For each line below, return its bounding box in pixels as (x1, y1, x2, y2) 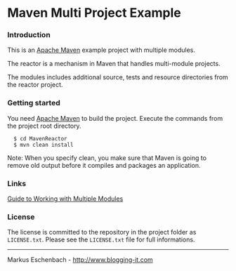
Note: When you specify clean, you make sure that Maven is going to (7, 153, 207, 162)
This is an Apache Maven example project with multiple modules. (7, 46, 195, 54)
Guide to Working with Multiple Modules (7, 194, 124, 203)
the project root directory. (7, 121, 82, 130)
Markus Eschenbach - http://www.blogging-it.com (7, 256, 153, 264)
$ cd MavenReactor (13, 135, 68, 142)
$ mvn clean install (13, 141, 74, 148)
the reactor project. (7, 81, 63, 89)
